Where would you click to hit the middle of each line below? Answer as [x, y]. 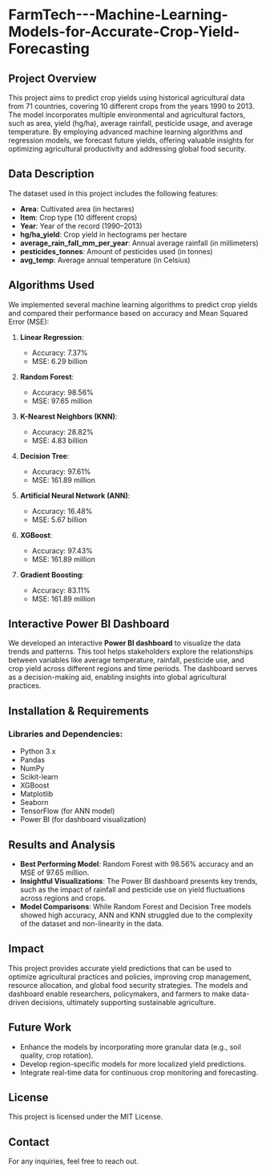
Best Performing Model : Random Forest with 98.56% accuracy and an [137, 864]
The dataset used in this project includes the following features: [113, 193]
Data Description [51, 174]
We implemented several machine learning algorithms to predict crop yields [133, 304]
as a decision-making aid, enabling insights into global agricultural [117, 677]
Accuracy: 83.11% [61, 590]
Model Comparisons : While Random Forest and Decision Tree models [135, 906]
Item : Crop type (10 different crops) [79, 217]
